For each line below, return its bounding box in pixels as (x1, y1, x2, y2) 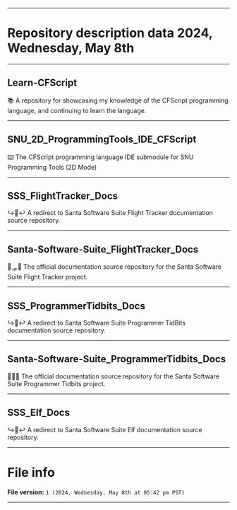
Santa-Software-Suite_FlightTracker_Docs (7, 243, 199, 255)
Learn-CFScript (7, 77, 78, 89)
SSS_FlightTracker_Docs (7, 190, 119, 202)
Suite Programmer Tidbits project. (7, 379, 106, 388)
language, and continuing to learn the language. (7, 106, 147, 115)
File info (7, 464, 55, 480)
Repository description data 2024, (7, 25, 213, 41)
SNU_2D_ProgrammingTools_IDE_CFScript (7, 134, 197, 146)
